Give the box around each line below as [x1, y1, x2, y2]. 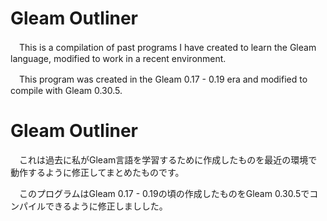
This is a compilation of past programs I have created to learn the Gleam [18, 41, 317, 53]
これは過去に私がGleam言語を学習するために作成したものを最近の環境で [18, 153, 318, 166]
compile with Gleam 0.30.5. [10, 84, 123, 96]
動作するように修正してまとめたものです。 [10, 166, 185, 178]
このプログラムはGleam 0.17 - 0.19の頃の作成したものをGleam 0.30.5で [18, 187, 310, 199]
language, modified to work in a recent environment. [10, 52, 227, 64]
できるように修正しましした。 [44, 200, 168, 212]
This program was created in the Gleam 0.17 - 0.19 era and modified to [18, 73, 308, 85]
